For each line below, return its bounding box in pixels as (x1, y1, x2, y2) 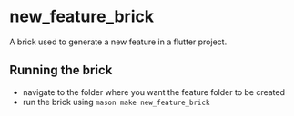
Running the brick (9, 63, 113, 78)
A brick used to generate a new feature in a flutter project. (9, 36, 228, 47)
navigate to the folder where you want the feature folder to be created (22, 86, 285, 97)
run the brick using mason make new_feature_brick (22, 96, 210, 107)
